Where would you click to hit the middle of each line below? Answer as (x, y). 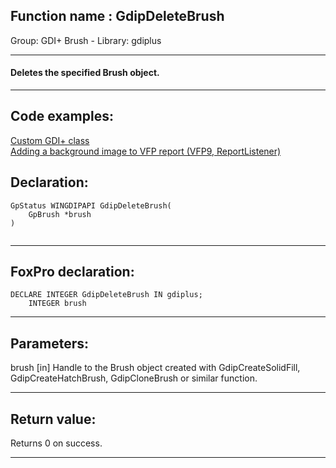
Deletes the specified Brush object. (85, 73)
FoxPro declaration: (72, 272)
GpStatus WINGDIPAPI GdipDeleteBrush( (91, 205)
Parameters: (49, 343)
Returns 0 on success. (56, 443)
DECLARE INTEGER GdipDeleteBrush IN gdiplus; (106, 295)
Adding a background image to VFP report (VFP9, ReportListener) (146, 151)
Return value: (53, 419)
